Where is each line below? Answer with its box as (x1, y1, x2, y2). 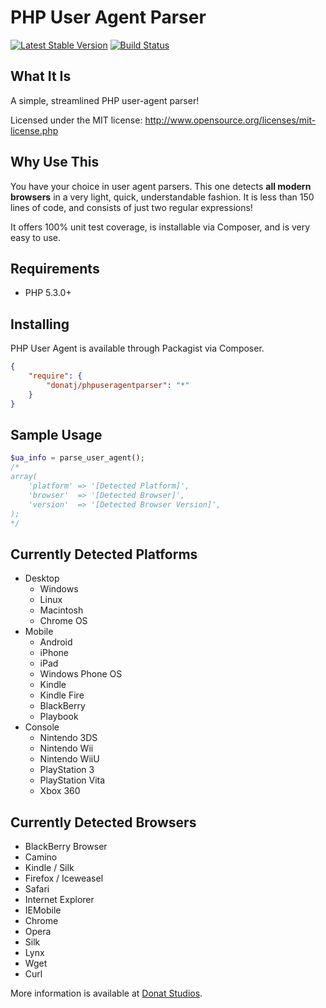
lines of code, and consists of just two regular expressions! (10, 201, 253, 213)
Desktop (24, 572, 60, 585)
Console (24, 721, 60, 733)
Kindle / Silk (24, 862, 75, 873)
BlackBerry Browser (24, 841, 108, 852)
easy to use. (10, 231, 61, 243)
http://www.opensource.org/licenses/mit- (144, 114, 317, 126)
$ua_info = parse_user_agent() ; (10, 453, 145, 463)
